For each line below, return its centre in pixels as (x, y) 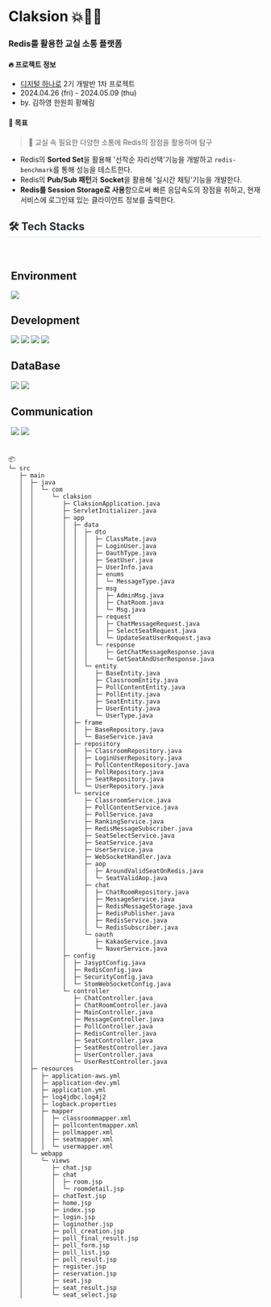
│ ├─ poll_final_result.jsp (79, 1238)
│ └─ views (44, 1160)
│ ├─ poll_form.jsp (65, 1245)
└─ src (19, 468)
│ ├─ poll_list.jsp (65, 1252)
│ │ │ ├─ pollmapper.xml (66, 1132)
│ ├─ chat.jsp (55, 1167)
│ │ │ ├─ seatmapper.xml (66, 1139)
